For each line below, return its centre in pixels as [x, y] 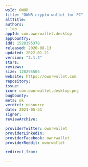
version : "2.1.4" [24, 57]
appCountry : [18, 39]
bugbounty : [17, 96]
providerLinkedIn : [25, 133]
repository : [18, 81]
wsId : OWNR [17, 10]
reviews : [15, 67]
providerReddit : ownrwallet [35, 143]
